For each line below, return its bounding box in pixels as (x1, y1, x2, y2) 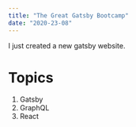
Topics (8, 68, 54, 87)
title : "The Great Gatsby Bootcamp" (8, 11, 129, 20)
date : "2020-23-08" (8, 19, 73, 27)
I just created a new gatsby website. (8, 40, 126, 50)
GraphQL (19, 103, 50, 113)
